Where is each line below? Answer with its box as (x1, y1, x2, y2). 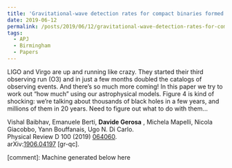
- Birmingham (13, 42, 51, 49)
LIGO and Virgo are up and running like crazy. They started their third (7, 67, 204, 76)
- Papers (13, 49, 39, 56)
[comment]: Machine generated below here (7, 153, 131, 161)
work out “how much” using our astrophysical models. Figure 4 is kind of (7, 89, 215, 97)
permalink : (7, 23, 39, 30)
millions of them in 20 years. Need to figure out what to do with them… (7, 104, 209, 113)
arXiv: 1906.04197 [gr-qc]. (7, 140, 79, 148)
